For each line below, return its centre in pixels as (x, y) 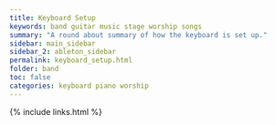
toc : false (30, 78)
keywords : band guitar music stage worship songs (106, 26)
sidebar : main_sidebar (53, 43)
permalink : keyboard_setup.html (71, 60)
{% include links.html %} (56, 111)
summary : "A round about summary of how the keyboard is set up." (138, 35)
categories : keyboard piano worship (79, 86)
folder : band (34, 69)
